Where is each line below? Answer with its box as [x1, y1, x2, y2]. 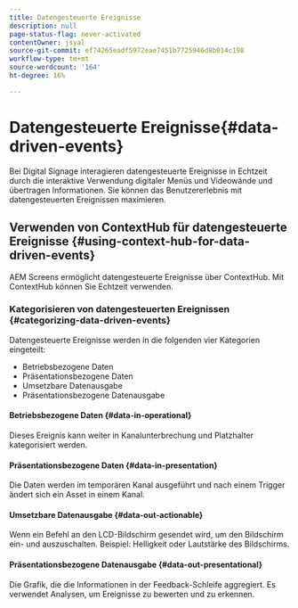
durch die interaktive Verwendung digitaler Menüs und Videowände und [9, 175, 273, 185]
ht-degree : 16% [9, 71, 66, 80]
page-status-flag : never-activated [9, 29, 141, 38]
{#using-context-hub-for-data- [71, 234, 251, 250]
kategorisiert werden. [9, 440, 88, 450]
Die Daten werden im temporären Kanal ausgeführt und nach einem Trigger [9, 480, 286, 490]
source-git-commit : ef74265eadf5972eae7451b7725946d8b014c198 [9, 46, 245, 55]
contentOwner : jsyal [9, 37, 86, 47]
